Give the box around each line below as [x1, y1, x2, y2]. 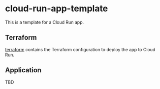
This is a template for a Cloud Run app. [5, 19, 84, 25]
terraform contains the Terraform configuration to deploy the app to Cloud [5, 46, 156, 52]
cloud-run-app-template [5, 3, 108, 14]
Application [5, 66, 42, 74]
